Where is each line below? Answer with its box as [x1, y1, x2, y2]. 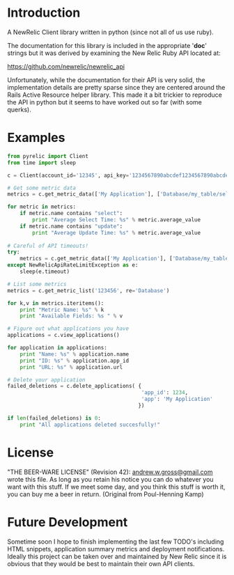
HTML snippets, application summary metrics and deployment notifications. [7, 544, 225, 553]
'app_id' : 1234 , [141, 389, 189, 396]
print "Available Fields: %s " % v [19, 313, 123, 320]
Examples [7, 130, 65, 145]
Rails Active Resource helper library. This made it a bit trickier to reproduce [7, 90, 223, 99]
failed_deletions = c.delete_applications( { [7, 383, 141, 390]
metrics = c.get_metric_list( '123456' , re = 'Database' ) [7, 287, 170, 294]
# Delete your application [7, 376, 86, 384]
